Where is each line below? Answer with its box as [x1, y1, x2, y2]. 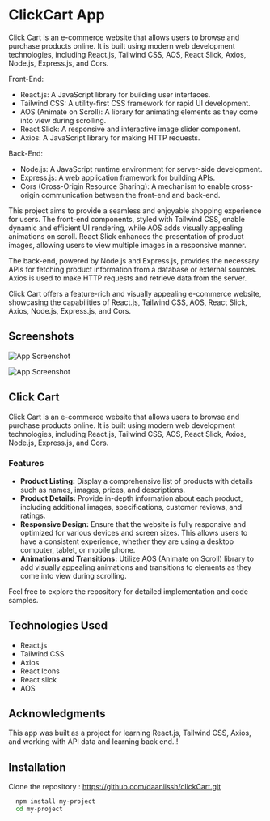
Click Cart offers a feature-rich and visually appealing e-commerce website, [8, 289, 262, 298]
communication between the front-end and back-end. [41, 190, 221, 199]
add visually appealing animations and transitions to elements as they [19, 562, 252, 572]
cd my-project [15, 805, 63, 814]
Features [8, 458, 44, 469]
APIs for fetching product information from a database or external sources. [8, 264, 257, 274]
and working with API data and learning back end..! [8, 737, 179, 746]
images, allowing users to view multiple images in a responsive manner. [8, 240, 247, 250]
